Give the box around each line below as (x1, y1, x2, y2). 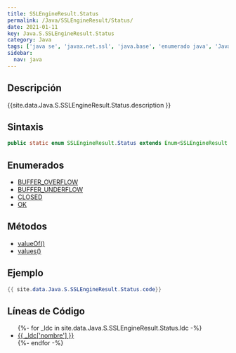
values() (17, 247, 41, 255)
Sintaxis (7, 121, 44, 133)
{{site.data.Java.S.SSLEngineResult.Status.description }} (7, 101, 171, 109)
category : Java (7, 37, 52, 44)
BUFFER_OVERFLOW (17, 178, 79, 186)
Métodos (7, 221, 48, 233)
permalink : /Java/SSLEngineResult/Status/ (7, 17, 133, 24)
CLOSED (17, 193, 43, 201)
